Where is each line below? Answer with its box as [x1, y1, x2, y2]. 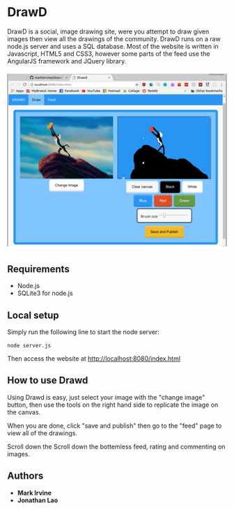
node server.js [7, 343, 52, 350]
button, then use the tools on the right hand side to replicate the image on [7, 400, 219, 409]
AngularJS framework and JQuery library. [7, 57, 127, 65]
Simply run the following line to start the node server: [7, 328, 160, 336]
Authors [7, 470, 44, 482]
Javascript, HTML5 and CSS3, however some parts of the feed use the [7, 50, 210, 58]
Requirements [7, 263, 70, 275]
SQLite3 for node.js [17, 289, 73, 297]
